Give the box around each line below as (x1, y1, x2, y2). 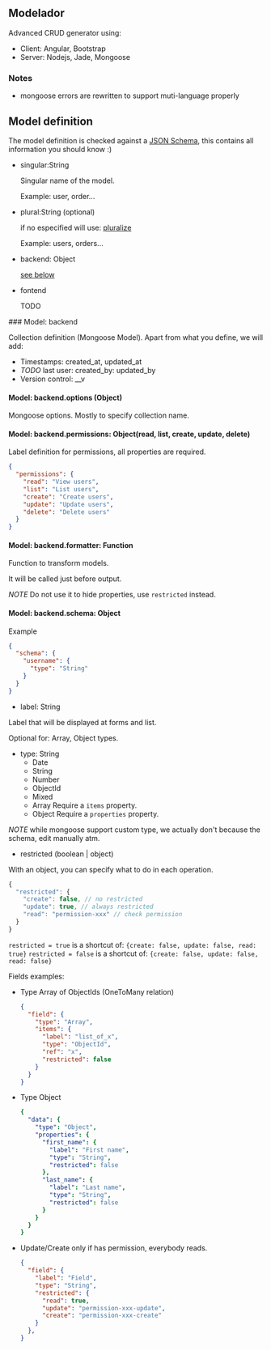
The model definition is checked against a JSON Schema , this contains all (8, 135, 254, 145)
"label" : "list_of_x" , (41, 1033, 119, 1041)
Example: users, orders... (19, 238, 104, 248)
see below (19, 270, 55, 279)
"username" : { (23, 657, 70, 665)
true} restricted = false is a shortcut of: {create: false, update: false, (8, 949, 259, 958)
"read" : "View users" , (23, 478, 100, 486)
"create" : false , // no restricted (23, 895, 143, 903)
